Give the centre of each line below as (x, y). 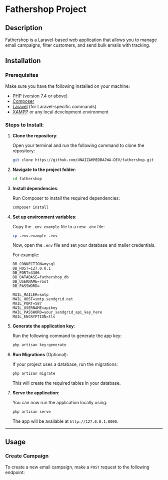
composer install (30, 207)
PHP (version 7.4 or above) (40, 96)
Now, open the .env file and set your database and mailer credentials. (84, 245)
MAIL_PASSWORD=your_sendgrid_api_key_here (57, 312)
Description (24, 28)
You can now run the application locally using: (60, 403)
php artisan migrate (34, 374)
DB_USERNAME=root (30, 282)
